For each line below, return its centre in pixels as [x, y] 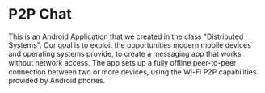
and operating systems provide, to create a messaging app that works [125, 53]
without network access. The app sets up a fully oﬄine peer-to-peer [122, 62]
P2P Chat [40, 14]
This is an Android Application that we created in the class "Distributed [126, 36]
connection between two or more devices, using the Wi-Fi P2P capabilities [132, 72]
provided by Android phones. [57, 80]
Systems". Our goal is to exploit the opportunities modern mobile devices [130, 44]
